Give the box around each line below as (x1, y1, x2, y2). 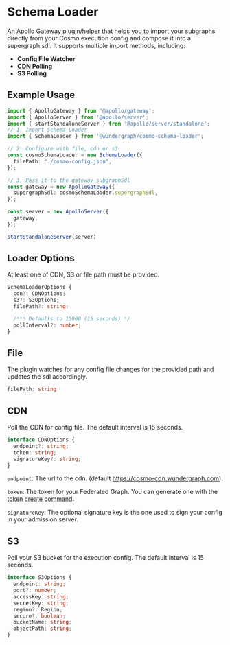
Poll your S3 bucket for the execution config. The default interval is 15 (7, 554, 205, 562)
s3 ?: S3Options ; (13, 296, 60, 304)
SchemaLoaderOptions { (7, 284, 72, 291)
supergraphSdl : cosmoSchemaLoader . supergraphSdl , (13, 189, 158, 196)
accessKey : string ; (13, 593, 69, 600)
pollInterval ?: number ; (13, 322, 81, 329)
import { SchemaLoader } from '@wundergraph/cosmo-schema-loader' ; (7, 133, 205, 140)
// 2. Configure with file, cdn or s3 (7, 145, 118, 152)
